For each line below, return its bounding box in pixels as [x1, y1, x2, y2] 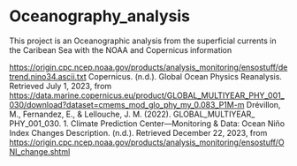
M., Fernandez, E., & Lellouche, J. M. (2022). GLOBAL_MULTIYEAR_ [9, 109, 255, 119]
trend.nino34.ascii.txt [9, 71, 87, 81]
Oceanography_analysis [9, 6, 191, 26]
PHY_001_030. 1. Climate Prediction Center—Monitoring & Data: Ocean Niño [9, 117, 286, 129]
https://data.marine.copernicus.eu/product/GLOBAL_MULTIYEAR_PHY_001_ [9, 90, 285, 101]
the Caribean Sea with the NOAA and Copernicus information [9, 44, 232, 55]
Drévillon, [246, 99, 281, 109]
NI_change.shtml [9, 146, 71, 156]
